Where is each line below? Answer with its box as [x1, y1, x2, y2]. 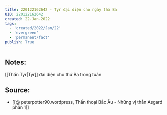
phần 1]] [12, 104, 29, 110]
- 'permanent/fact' [9, 35, 50, 40]
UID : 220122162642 [5, 12, 43, 17]
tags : [5, 21, 16, 26]
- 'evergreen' [9, 30, 39, 35]
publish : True [5, 40, 35, 45]
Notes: [5, 58, 26, 67]
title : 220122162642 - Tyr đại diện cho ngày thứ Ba [5, 7, 117, 12]
